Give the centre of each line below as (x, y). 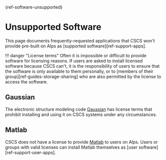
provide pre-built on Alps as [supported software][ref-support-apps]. (76, 46)
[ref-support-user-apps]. (30, 152)
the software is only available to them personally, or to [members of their (79, 71)
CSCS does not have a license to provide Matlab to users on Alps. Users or (82, 142)
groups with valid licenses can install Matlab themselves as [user (71, 147)
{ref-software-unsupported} (34, 7)
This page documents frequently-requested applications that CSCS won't (80, 40)
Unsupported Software (53, 27)
